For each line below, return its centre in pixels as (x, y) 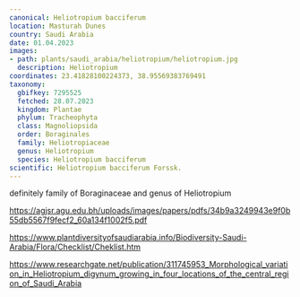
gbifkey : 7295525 (50, 92)
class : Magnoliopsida (58, 127)
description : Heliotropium (68, 68)
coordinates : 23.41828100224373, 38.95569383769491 (107, 76)
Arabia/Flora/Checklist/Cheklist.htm (75, 247)
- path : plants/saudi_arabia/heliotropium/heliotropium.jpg (124, 59)
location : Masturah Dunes (57, 26)
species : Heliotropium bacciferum (81, 159)
